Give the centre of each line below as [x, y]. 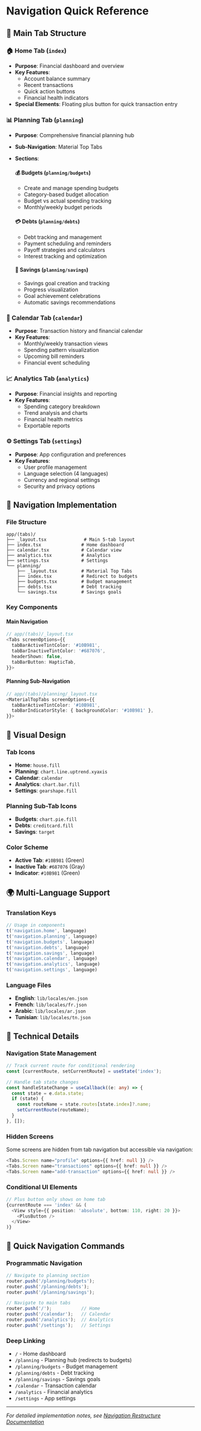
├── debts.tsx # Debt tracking [69, 587]
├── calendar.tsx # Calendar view [64, 550]
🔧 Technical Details [43, 1036]
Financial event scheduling [57, 363]
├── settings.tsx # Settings [57, 561]
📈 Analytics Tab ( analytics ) [48, 379]
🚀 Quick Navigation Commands [66, 1246]
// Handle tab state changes [42, 1082]
